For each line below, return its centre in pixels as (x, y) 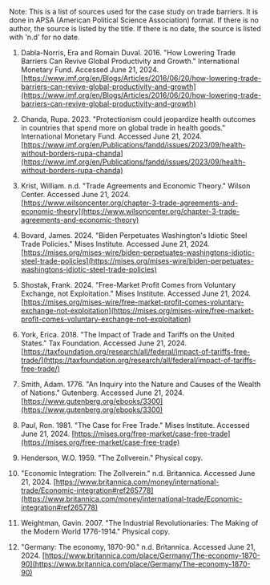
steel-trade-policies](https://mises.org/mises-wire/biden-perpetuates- (137, 261)
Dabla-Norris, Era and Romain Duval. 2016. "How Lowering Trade (128, 52)
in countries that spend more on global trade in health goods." (123, 128)
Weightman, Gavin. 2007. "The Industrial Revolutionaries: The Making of (139, 523)
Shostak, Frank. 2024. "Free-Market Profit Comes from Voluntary (128, 285)
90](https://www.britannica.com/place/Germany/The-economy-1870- (135, 564)
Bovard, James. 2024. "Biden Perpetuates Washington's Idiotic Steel (134, 235)
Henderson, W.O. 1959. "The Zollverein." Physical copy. (112, 458)
